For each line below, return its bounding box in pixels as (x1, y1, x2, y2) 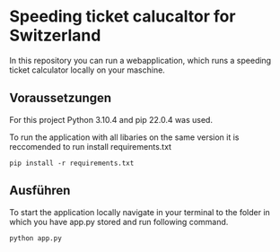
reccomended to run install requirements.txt (9, 141, 172, 152)
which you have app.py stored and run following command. (9, 216, 229, 227)
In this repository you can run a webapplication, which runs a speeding (9, 55, 272, 65)
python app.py (9, 233, 63, 243)
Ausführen (9, 183, 71, 198)
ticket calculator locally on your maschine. (9, 65, 166, 75)
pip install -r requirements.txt (9, 159, 135, 168)
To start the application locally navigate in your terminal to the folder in (9, 206, 271, 217)
